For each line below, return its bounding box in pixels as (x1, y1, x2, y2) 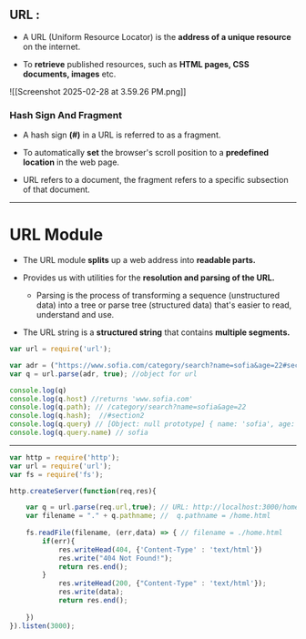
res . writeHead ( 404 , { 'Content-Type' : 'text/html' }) (57, 545, 262, 554)
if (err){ (42, 536, 76, 545)
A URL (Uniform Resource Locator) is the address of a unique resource (22, 31, 291, 42)
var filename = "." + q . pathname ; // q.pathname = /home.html (25, 512, 271, 521)
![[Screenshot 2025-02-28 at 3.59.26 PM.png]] (9, 86, 187, 96)
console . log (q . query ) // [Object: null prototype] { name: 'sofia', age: (9, 420, 296, 429)
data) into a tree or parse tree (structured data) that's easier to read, (36, 299, 292, 310)
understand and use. (36, 309, 115, 320)
